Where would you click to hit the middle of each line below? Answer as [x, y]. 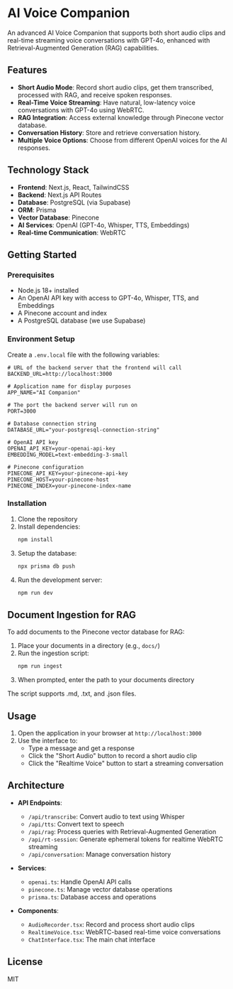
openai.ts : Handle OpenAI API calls [80, 882]
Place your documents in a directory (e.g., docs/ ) [89, 646]
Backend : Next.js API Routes [59, 195]
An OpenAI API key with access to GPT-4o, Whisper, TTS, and [108, 298]
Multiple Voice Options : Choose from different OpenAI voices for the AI [123, 140]
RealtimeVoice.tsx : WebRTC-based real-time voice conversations [124, 931]
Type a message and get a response [81, 748]
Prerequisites [31, 275]
